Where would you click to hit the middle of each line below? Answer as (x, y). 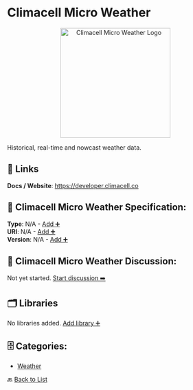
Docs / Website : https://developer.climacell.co (73, 185)
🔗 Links (23, 169)
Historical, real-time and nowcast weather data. (75, 147)
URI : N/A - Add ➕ (31, 231)
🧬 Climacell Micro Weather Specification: (97, 207)
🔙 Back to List (27, 379)
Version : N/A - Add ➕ (38, 239)
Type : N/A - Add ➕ (34, 224)
